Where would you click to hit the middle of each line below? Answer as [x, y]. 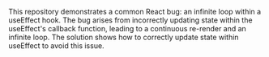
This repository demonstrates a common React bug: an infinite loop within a [135, 12]
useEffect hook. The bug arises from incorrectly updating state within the [130, 20]
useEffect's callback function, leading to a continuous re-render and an [128, 28]
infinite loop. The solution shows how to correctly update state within [124, 37]
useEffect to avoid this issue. [56, 46]
